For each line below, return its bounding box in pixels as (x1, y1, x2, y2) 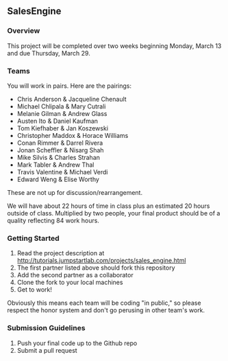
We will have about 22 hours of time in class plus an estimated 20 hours (7, 202, 210, 210)
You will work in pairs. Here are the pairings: (7, 82, 132, 90)
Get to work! (16, 286, 53, 294)
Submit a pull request (16, 346, 77, 354)
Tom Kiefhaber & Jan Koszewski (16, 124, 108, 132)
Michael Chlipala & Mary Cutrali (16, 102, 106, 110)
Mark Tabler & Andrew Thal (16, 161, 94, 169)
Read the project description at (16, 249, 105, 257)
